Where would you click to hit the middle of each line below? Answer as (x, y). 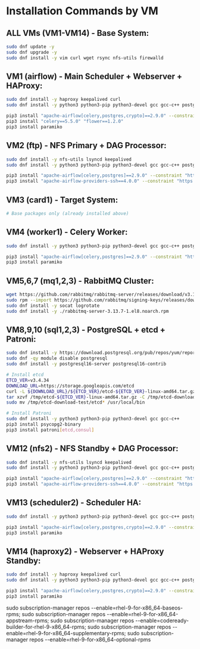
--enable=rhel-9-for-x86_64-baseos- (137, 608)
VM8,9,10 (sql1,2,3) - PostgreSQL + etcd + (86, 330)
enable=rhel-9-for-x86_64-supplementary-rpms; (66, 633)
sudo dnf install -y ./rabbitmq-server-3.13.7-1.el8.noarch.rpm (87, 311)
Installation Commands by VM (82, 11)
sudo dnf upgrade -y (32, 52)
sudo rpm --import (29, 300)
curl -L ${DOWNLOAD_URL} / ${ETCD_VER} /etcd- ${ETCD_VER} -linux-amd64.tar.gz (101, 391)
